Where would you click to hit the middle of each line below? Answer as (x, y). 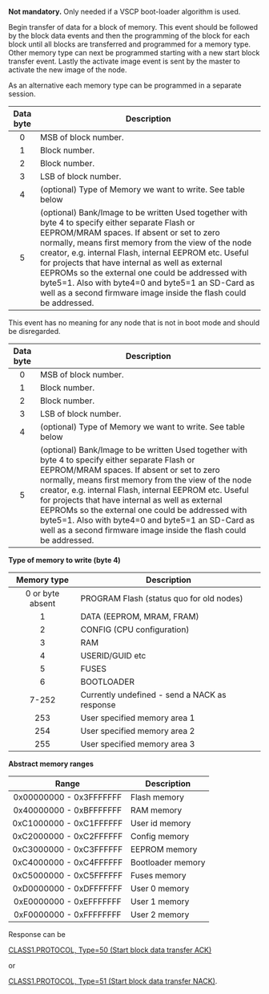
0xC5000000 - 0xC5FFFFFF (68, 876)
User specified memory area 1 (138, 718)
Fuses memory (159, 876)
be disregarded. (35, 331)
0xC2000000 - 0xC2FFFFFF (68, 836)
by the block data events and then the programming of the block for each (129, 36)
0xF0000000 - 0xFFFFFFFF (67, 915)
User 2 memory (160, 915)
